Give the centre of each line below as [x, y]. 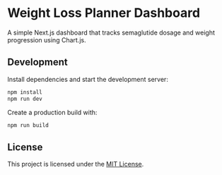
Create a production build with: [52, 112]
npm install [25, 92]
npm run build [28, 125]
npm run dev [25, 99]
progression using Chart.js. [47, 40]
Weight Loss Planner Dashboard [104, 13]
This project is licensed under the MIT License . [76, 164]
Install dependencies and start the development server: [88, 79]
